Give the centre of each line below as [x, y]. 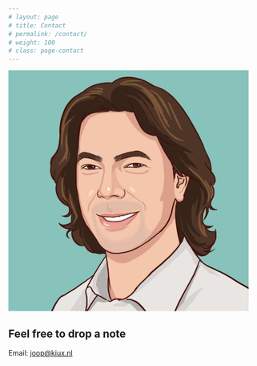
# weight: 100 [32, 43]
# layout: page [34, 17]
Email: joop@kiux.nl [41, 352]
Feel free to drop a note [67, 333]
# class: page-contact [46, 51]
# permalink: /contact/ [48, 34]
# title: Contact [37, 25]
